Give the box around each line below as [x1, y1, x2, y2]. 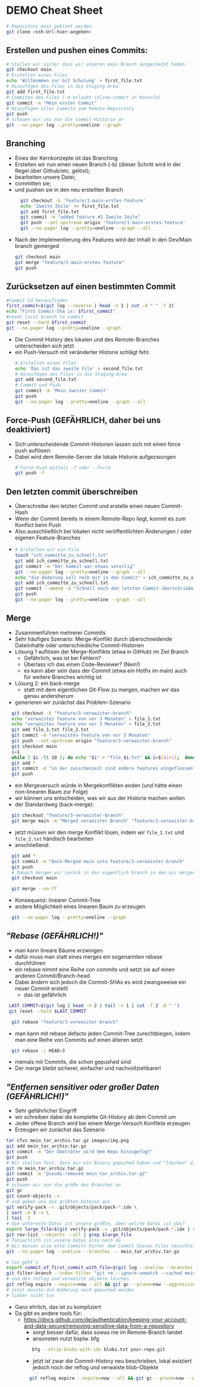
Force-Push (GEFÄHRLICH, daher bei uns [6, 415, 161, 426]
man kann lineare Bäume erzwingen [14, 947, 103, 954]
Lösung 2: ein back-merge [14, 679, 80, 687]
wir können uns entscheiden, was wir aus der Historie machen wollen [14, 795, 186, 802]
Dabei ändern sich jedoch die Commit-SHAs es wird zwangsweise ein [14, 978, 186, 985]
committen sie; [14, 179, 52, 187]
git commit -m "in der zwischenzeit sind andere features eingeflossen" [11, 765, 196, 772]
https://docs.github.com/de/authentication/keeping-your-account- [23, 1315, 187, 1323]
